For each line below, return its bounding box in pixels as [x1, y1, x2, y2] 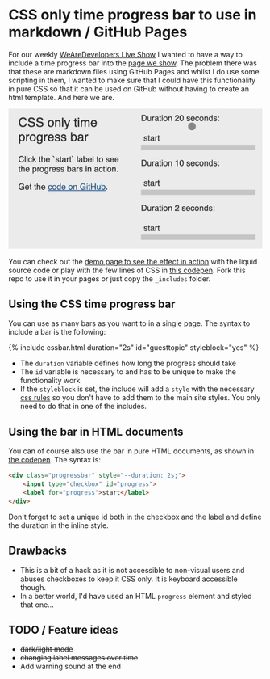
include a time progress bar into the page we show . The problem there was [8, 58, 258, 68]
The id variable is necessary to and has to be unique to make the [19, 367, 236, 377]
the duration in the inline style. [8, 520, 109, 530]
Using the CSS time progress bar [8, 297, 176, 311]
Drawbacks [8, 544, 67, 558]
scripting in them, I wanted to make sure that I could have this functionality [8, 75, 256, 85]
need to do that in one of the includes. [19, 402, 147, 411]
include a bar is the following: [8, 327, 106, 337]
